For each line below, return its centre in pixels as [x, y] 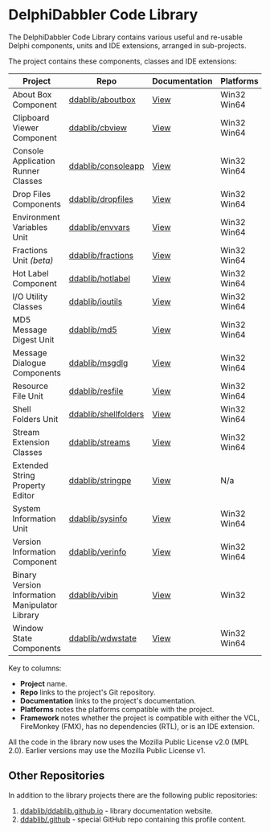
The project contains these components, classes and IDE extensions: [123, 61]
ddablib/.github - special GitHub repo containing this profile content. [133, 819]
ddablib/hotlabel [100, 278]
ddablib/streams [100, 442]
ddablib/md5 [93, 330]
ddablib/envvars [100, 227]
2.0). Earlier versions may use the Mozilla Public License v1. [107, 750]
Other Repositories [57, 776]
